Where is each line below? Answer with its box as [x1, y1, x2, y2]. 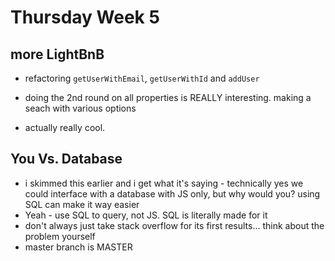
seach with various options [24, 102, 137, 114]
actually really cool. [24, 122, 106, 133]
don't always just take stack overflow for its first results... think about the [24, 219, 325, 231]
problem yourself [24, 230, 96, 242]
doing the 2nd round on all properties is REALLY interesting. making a [24, 92, 312, 103]
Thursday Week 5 [10, 6, 160, 29]
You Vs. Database [10, 151, 123, 168]
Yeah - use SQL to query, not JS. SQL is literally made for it [24, 209, 268, 221]
